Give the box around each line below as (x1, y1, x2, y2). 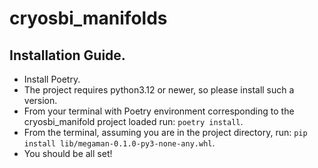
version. (23, 95, 58, 106)
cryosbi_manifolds (9, 7, 168, 30)
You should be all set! (23, 148, 113, 159)
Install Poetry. (23, 73, 81, 85)
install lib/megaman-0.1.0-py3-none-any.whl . (23, 137, 216, 149)
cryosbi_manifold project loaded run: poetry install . (23, 116, 244, 127)
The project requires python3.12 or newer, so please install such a (23, 84, 295, 96)
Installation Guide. (9, 47, 126, 64)
